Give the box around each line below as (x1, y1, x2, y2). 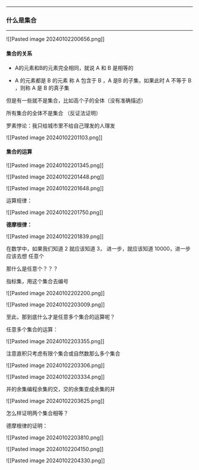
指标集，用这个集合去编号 (6, 277, 69, 284)
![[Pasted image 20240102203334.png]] (6, 373, 105, 380)
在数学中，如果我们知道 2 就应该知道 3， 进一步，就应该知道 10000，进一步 (6, 245, 191, 252)
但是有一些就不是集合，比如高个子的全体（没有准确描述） (6, 97, 146, 104)
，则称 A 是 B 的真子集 (14, 84, 70, 91)
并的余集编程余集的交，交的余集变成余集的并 (6, 385, 115, 392)
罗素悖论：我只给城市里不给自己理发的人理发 (6, 122, 115, 129)
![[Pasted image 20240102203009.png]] (6, 300, 105, 308)
